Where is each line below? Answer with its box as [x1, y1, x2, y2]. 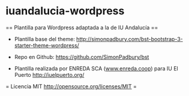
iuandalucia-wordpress [5, 4, 125, 18]
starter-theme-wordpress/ [14, 42, 79, 49]
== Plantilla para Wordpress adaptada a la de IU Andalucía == [5, 24, 158, 31]
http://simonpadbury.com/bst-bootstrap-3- [76, 35, 184, 42]
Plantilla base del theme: [14, 35, 76, 42]
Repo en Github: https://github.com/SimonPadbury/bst [14, 53, 149, 60]
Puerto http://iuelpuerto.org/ [14, 71, 85, 78]
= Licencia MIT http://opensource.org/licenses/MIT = [5, 82, 137, 90]
